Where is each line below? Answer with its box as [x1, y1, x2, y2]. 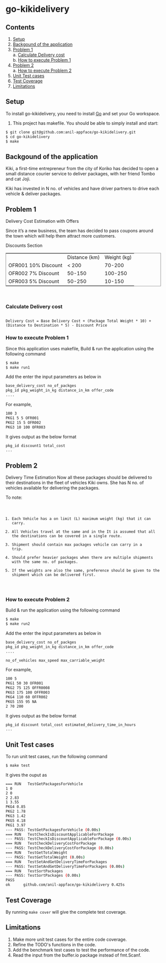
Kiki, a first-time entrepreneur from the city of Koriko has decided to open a [5, 166, 159, 172]
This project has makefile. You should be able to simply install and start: [12, 120, 159, 126]
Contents [5, 23, 35, 32]
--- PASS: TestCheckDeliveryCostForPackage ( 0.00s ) [5, 846, 114, 851]
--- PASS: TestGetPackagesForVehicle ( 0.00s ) [5, 827, 100, 832]
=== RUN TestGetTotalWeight [5, 850, 68, 856]
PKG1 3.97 [5, 823, 26, 827]
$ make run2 [5, 621, 30, 626]
